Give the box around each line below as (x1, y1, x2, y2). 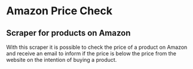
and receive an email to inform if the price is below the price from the (6, 50, 177, 57)
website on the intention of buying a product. (6, 57, 117, 63)
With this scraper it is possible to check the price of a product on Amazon (6, 43, 188, 51)
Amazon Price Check (6, 4, 113, 18)
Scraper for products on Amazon (6, 28, 131, 38)
